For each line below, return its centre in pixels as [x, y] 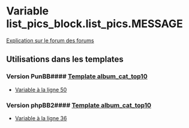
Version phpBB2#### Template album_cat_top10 [79, 105]
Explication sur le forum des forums [50, 40]
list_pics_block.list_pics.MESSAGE [94, 24]
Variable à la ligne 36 [41, 118]
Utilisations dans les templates [65, 59]
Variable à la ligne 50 [41, 90]
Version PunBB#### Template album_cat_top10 [77, 76]
